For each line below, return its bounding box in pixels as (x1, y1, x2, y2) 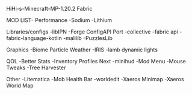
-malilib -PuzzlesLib (63, 35, 113, 41)
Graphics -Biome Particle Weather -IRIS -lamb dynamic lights (6, 46, 158, 53)
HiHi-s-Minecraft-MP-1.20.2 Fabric (6, 5, 93, 12)
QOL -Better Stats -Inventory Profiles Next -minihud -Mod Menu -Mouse (6, 58, 187, 65)
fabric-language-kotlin (6, 35, 62, 41)
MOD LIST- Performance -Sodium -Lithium (6, 17, 113, 23)
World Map (6, 82, 34, 89)
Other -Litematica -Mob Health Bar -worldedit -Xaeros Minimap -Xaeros (6, 76, 185, 82)
